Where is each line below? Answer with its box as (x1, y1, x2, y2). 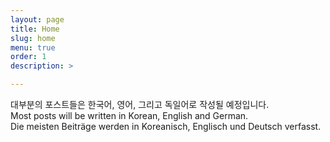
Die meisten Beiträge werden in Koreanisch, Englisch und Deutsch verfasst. (10, 121, 322, 132)
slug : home (10, 33, 56, 43)
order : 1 (10, 52, 47, 62)
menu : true (10, 42, 56, 53)
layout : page (10, 14, 65, 25)
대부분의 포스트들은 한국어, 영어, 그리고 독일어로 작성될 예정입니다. (10, 99, 270, 110)
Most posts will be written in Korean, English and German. (10, 110, 249, 121)
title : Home (10, 24, 60, 34)
